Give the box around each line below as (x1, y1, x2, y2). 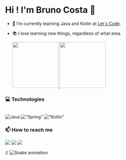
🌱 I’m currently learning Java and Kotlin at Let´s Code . (12, 21, 121, 26)
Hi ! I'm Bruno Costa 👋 (5, 4, 96, 16)
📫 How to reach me (5, 127, 53, 134)
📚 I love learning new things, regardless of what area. (12, 30, 122, 36)
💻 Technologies (5, 95, 45, 102)
